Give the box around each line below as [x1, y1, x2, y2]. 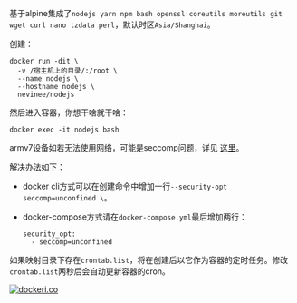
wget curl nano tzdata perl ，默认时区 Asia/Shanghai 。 [9, 19, 216, 30]
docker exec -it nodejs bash [9, 125, 120, 134]
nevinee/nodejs [17, 90, 75, 99]
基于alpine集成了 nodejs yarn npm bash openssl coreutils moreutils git [9, 8, 283, 18]
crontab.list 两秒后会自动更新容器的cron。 [9, 266, 170, 277]
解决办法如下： [9, 161, 65, 172]
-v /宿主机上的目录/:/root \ [17, 66, 118, 75]
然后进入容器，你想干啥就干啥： [9, 107, 129, 118]
